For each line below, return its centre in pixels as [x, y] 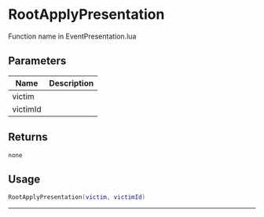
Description [71, 83]
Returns [28, 137]
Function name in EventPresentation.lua [72, 36]
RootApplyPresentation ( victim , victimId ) [77, 197]
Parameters [37, 61]
